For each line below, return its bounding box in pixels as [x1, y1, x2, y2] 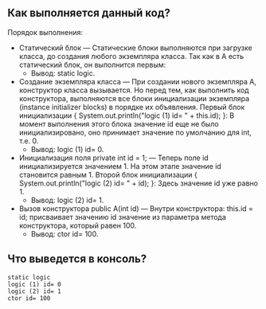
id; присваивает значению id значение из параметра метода [18, 212, 226, 221]
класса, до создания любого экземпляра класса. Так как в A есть [18, 51, 244, 61]
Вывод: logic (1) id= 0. [30, 144, 104, 154]
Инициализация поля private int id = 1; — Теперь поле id [18, 153, 209, 162]
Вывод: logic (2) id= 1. [30, 195, 104, 205]
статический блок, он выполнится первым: [18, 60, 166, 69]
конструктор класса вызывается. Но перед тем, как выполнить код [18, 85, 249, 95]
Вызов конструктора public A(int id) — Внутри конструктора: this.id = [18, 203, 254, 213]
